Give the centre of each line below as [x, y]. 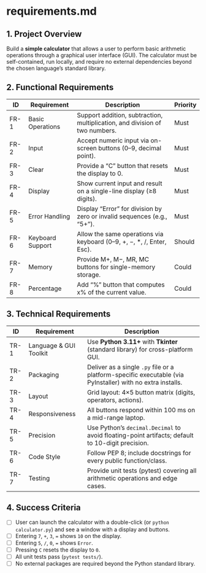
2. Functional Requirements [60, 87]
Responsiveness [52, 413]
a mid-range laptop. [116, 417]
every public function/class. [127, 460]
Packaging [44, 374]
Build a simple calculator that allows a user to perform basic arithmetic [96, 48]
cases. [96, 486]
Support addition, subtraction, [120, 115]
